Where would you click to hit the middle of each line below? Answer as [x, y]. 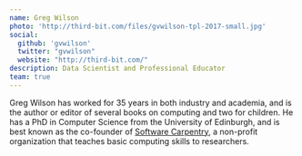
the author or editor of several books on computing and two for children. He [151, 112]
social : [24, 34]
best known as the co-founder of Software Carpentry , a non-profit [134, 132]
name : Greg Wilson [44, 18]
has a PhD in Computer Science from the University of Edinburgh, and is [145, 122]
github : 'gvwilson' [55, 43]
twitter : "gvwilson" [56, 52]
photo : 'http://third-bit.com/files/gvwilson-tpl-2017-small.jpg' [138, 26]
